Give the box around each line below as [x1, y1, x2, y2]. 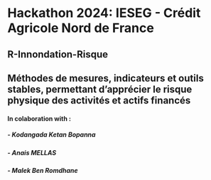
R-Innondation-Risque [7, 48, 109, 60]
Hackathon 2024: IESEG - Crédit [7, 5, 201, 21]
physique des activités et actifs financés [7, 94, 191, 106]
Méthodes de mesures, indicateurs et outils [7, 72, 204, 84]
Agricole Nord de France [7, 20, 154, 36]
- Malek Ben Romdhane [7, 166, 78, 174]
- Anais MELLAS [7, 148, 57, 157]
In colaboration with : [7, 114, 71, 123]
